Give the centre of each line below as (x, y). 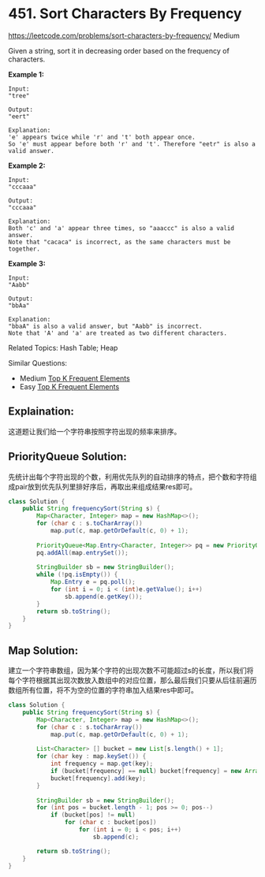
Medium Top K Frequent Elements (75, 378)
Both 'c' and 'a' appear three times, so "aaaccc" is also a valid (121, 228)
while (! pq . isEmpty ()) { (77, 575)
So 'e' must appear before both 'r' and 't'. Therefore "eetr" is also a (132, 144)
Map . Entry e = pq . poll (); (93, 582)
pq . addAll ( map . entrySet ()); (82, 552)
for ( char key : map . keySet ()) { (91, 756)
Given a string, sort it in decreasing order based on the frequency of (119, 50)
